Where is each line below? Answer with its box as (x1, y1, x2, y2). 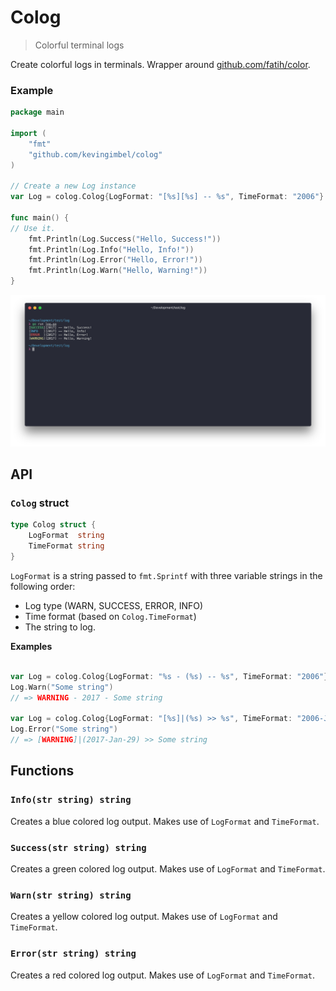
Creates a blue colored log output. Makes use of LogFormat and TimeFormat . (10, 815, 320, 827)
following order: (10, 580, 76, 592)
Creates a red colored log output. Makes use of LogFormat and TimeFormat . (10, 969, 316, 981)
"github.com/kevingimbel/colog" (28, 149, 163, 160)
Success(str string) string (10, 842, 147, 853)
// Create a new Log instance (10, 181, 137, 191)
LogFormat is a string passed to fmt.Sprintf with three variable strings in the (10, 569, 323, 581)
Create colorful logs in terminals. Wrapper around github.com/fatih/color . (10, 58, 311, 70)
